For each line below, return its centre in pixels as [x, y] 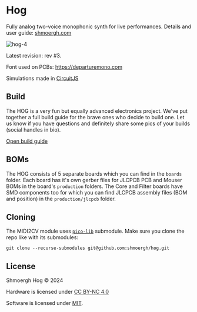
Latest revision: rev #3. [34, 55]
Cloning [21, 217]
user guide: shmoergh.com [39, 32]
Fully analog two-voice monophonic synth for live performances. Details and [99, 26]
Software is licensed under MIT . [45, 303]
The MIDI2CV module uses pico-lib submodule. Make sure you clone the [95, 231]
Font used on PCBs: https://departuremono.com [64, 67]
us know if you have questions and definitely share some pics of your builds [98, 123]
